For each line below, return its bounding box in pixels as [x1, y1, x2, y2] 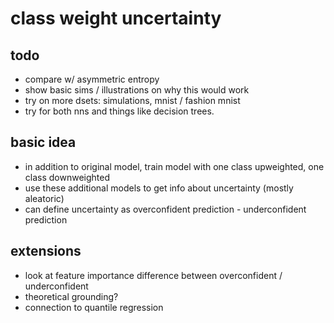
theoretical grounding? [24, 290, 119, 302]
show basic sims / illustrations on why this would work [24, 84, 250, 96]
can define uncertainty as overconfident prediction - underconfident [24, 203, 307, 215]
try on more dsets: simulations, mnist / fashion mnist [24, 95, 241, 106]
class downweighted [24, 171, 111, 183]
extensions [10, 243, 82, 260]
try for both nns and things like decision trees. [24, 105, 215, 117]
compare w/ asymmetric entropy [24, 73, 160, 85]
